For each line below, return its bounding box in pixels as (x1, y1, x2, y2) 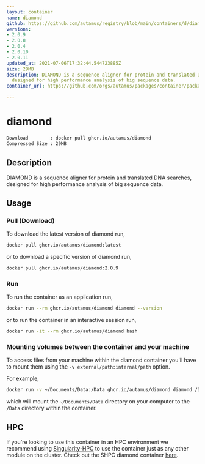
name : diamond (6, 15, 43, 21)
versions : (6, 26, 32, 32)
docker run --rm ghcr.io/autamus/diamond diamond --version (6, 305, 163, 312)
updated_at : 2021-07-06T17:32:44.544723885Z (6, 60, 121, 66)
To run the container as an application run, (6, 293, 113, 301)
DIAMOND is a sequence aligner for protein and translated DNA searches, (6, 174, 192, 181)
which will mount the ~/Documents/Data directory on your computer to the (6, 398, 190, 405)
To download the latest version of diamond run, (6, 230, 125, 238)
